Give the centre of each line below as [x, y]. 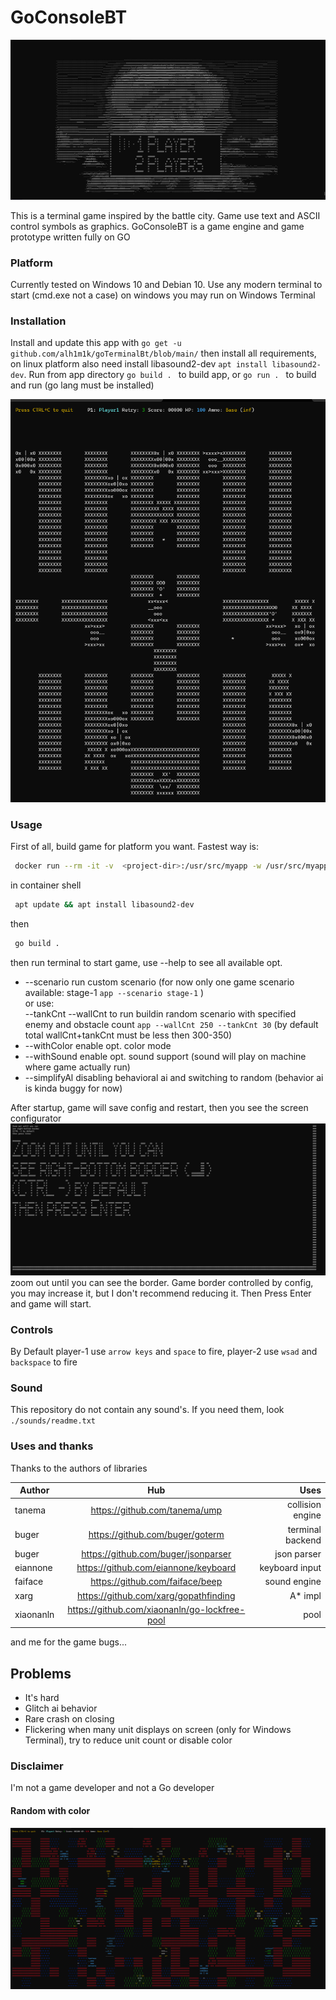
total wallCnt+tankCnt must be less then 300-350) [128, 1035]
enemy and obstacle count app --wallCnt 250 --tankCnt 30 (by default [171, 1024]
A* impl [305, 1595]
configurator [36, 1118]
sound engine [293, 1582]
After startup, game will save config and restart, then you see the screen [159, 1107]
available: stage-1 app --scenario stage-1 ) [114, 992]
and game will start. [51, 1303]
